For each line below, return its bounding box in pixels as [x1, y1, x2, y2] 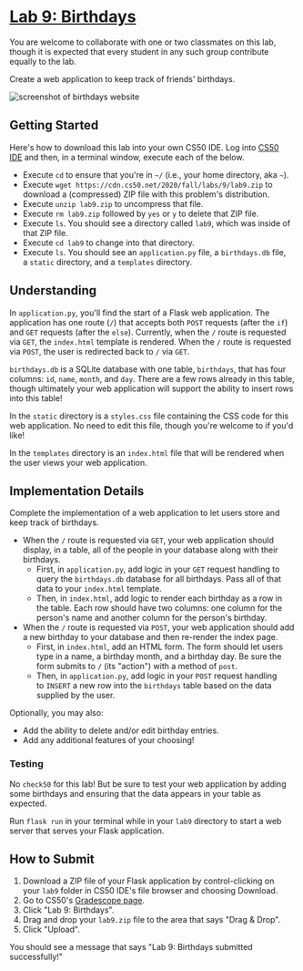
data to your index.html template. [35, 584, 162, 594]
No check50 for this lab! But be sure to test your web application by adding [9, 778, 287, 790]
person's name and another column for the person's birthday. [35, 613, 268, 624]
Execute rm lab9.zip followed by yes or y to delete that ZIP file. [22, 208, 259, 219]
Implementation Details [9, 483, 145, 499]
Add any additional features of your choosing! [22, 735, 195, 746]
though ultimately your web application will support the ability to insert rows [9, 383, 294, 394]
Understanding [9, 283, 97, 298]
